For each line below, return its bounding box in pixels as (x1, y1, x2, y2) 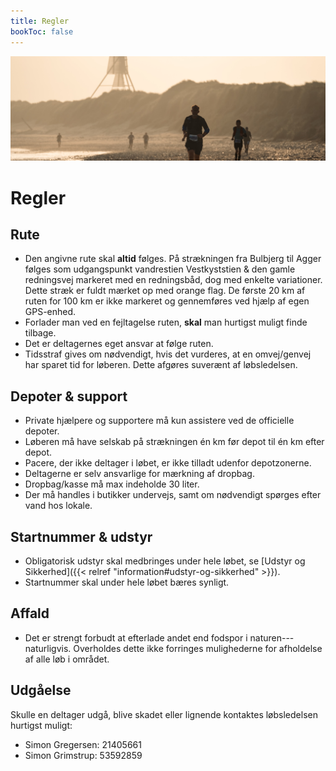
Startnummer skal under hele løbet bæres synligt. (24, 576, 230, 588)
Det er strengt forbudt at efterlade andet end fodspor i (24, 631, 248, 644)
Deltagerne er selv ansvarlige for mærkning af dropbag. (24, 468, 255, 480)
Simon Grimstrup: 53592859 (24, 749, 143, 761)
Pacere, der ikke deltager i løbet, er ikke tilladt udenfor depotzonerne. (24, 457, 312, 469)
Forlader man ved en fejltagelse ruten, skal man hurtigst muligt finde (24, 316, 308, 329)
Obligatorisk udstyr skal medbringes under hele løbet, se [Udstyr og (24, 555, 306, 567)
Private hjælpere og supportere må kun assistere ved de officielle (24, 415, 295, 427)
